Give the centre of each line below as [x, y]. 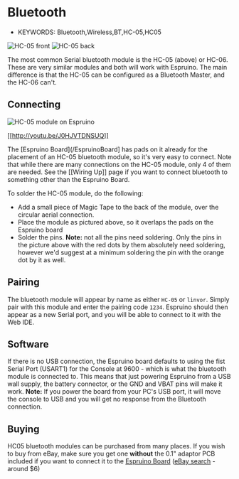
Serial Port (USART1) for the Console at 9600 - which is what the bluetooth [117, 369]
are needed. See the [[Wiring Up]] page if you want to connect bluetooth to [117, 172]
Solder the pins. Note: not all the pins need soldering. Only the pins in [119, 237]
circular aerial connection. [56, 215]
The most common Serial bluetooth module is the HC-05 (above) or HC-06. [118, 59]
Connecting [34, 105]
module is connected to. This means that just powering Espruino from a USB [119, 377]
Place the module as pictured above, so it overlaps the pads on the [116, 222]
